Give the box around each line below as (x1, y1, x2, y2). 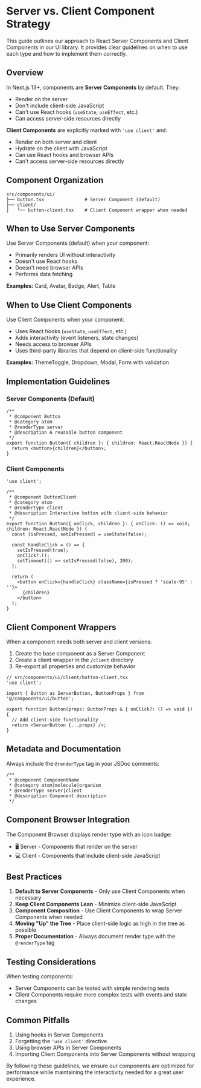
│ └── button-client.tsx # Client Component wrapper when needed (6, 207, 188, 213)
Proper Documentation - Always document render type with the (14, 933, 176, 940)
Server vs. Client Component (6, 4, 155, 18)
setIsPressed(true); (17, 547, 69, 554)
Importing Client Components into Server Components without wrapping (14, 1050, 196, 1058)
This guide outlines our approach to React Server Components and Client (6, 37, 189, 44)
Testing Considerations (6, 957, 97, 967)
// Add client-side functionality (11, 717, 98, 723)
